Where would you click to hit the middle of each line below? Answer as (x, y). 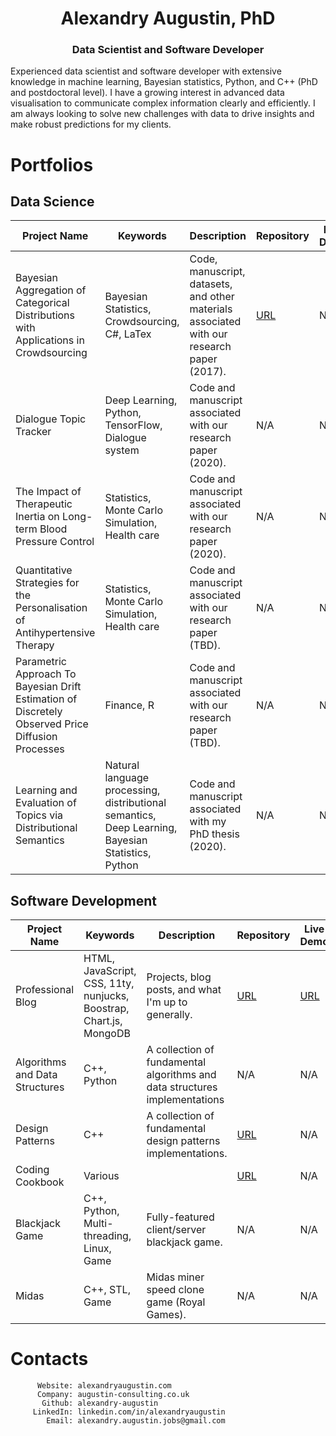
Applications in (50, 340)
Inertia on (37, 517)
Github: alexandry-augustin (100, 1403)
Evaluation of (46, 803)
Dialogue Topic (51, 419)
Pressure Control (55, 542)
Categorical (42, 303)
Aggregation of (51, 290)
